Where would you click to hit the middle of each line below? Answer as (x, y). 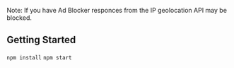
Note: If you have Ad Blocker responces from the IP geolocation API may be (117, 10)
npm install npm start (39, 57)
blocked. (19, 18)
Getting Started (41, 40)
